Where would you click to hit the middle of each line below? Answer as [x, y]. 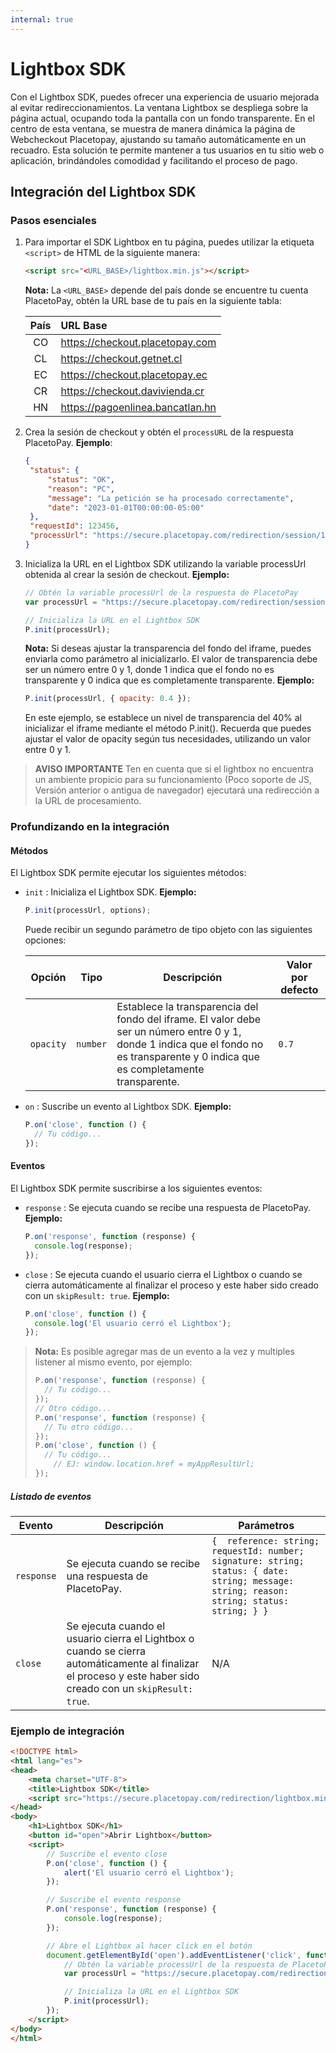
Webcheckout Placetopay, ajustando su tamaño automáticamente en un [158, 139]
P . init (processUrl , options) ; [88, 911]
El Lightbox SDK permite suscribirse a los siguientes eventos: [136, 1188]
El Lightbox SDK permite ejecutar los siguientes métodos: [128, 873]
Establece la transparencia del [187, 1007]
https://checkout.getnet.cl [121, 359]
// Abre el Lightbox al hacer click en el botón [149, 1946]
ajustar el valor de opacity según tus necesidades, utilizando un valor [167, 739]
